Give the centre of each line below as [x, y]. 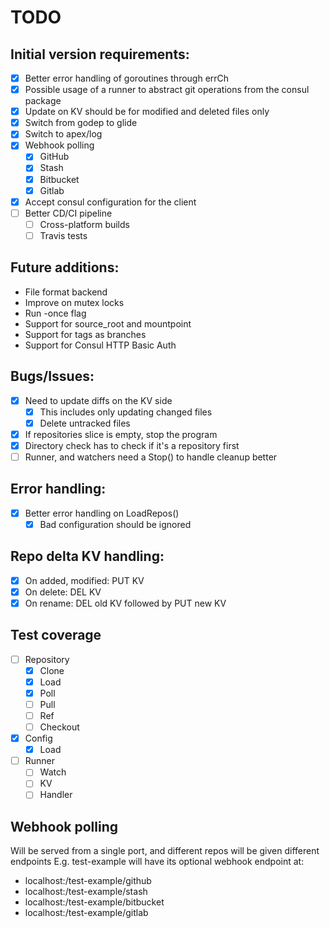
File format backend [66, 292]
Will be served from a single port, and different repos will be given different [165, 851]
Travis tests [63, 235]
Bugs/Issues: [52, 376]
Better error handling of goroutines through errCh [127, 78]
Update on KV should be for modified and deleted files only [147, 112]
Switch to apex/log [63, 134]
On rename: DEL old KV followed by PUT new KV [125, 603]
